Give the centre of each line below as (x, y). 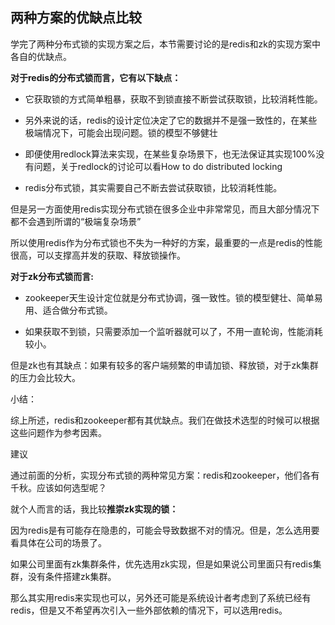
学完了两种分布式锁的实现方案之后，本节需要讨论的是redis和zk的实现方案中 (165, 44)
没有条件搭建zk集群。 (72, 576)
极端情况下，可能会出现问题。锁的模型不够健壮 (121, 132)
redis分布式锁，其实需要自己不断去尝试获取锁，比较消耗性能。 (153, 187)
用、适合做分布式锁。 (68, 310)
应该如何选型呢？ (71, 487)
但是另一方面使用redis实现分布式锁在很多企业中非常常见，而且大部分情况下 (165, 209)
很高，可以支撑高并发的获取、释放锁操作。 (98, 255)
